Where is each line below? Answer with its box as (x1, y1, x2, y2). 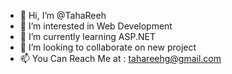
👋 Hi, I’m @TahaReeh (19, 10, 107, 21)
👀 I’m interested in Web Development (19, 20, 173, 32)
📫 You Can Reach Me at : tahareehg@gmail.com (19, 53, 222, 64)
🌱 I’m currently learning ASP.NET (19, 31, 156, 42)
